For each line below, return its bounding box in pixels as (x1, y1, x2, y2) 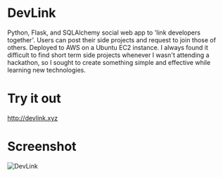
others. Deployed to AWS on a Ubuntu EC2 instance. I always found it (7, 43, 209, 51)
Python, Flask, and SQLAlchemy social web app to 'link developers (7, 28, 200, 37)
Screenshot (7, 139, 77, 154)
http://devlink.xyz (7, 114, 58, 122)
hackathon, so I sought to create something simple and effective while (7, 58, 211, 66)
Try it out (7, 90, 61, 106)
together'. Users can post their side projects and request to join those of (7, 35, 217, 44)
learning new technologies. (7, 66, 86, 74)
